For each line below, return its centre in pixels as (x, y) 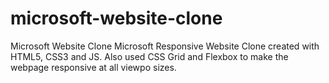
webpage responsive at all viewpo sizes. (93, 67)
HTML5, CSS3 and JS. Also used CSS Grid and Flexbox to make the (149, 56)
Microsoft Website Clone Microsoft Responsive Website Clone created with (165, 46)
